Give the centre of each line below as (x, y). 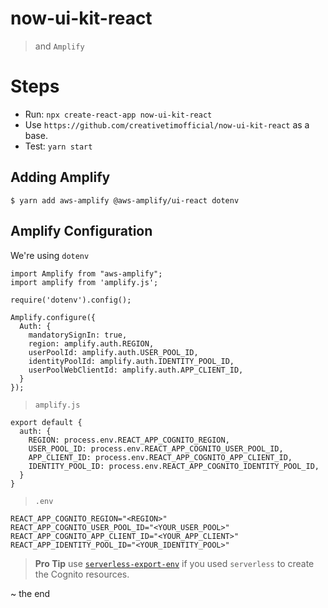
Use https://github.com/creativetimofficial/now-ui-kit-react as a (167, 124)
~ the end (30, 593)
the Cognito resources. (82, 574)
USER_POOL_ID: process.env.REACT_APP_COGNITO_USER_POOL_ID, (156, 448)
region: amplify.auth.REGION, (91, 343)
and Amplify (59, 46)
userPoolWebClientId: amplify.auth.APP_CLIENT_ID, (136, 370)
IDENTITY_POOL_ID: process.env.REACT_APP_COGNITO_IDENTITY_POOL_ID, (174, 466)
